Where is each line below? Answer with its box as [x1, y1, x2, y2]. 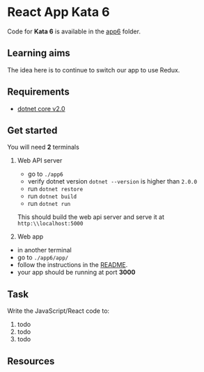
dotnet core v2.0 [17, 104, 65, 113]
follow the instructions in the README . [17, 261, 128, 269]
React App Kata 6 [7, 4, 110, 20]
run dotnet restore [27, 185, 84, 193]
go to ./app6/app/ [17, 253, 69, 261]
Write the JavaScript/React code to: [7, 307, 110, 315]
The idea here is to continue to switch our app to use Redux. [7, 65, 180, 74]
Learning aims [7, 47, 71, 59]
